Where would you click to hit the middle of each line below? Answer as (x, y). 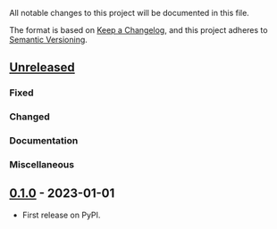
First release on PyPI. (61, 215)
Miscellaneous (42, 165)
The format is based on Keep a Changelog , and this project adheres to (138, 30)
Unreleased (42, 67)
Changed (30, 117)
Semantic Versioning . (48, 40)
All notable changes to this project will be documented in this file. (130, 13)
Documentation (44, 141)
